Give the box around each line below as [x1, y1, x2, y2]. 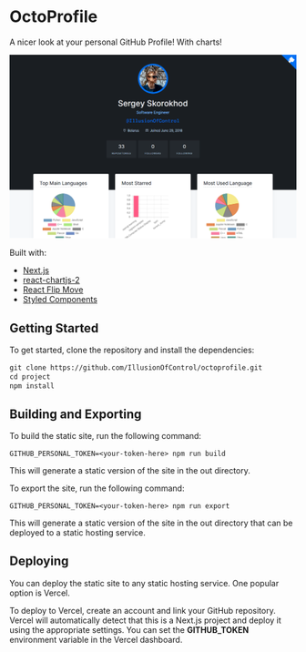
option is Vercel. [9, 587, 70, 598]
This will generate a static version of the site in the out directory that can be [9, 517, 293, 528]
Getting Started [9, 321, 99, 336]
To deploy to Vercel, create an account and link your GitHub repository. [9, 605, 276, 616]
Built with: [9, 248, 47, 259]
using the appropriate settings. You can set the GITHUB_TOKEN [9, 624, 250, 635]
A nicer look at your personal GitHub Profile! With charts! [9, 36, 223, 47]
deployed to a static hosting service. [9, 526, 146, 538]
